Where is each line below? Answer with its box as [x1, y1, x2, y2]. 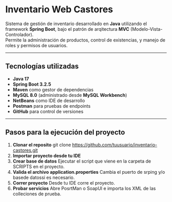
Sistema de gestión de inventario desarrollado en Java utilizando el [5, 21, 147, 27]
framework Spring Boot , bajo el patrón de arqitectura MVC [5, 26, 130, 32]
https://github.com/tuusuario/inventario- [72, 142, 158, 148]
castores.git [12, 147, 38, 153]
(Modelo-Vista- [130, 26, 163, 32]
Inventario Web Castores [5, 4, 114, 15]
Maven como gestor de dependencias [12, 86, 94, 93]
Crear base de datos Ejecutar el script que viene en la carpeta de [12, 158, 151, 164]
